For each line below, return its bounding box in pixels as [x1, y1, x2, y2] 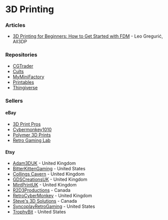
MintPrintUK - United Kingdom [12, 182, 77, 188]
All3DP [12, 39, 27, 45]
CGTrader [12, 62, 34, 69]
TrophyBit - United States [12, 209, 66, 215]
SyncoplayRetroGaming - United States [12, 203, 95, 209]
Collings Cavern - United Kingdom [12, 171, 85, 177]
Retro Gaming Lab [12, 137, 51, 143]
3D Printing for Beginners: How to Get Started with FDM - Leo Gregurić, [12, 33, 163, 39]
